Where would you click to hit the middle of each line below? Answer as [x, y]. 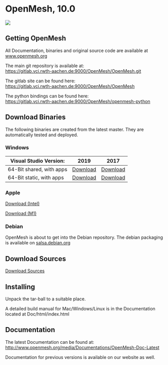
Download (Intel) [22, 204]
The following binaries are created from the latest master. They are [74, 129]
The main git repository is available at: [45, 66]
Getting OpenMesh [36, 38]
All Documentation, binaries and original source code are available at [77, 50]
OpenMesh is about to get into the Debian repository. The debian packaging [84, 237]
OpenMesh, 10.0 [40, 9]
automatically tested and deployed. [42, 135]
